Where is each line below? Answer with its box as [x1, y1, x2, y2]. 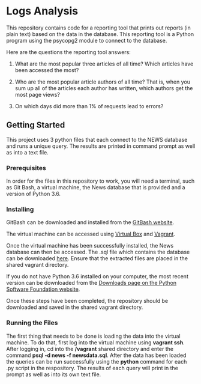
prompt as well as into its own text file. [6, 371, 101, 378]
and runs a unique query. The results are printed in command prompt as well [6, 142, 196, 150]
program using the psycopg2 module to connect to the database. [6, 37, 167, 44]
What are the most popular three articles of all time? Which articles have [14, 60, 194, 67]
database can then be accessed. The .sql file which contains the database [6, 248, 190, 256]
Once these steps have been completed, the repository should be [6, 297, 169, 305]
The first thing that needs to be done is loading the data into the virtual [6, 332, 181, 340]
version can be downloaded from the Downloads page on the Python [6, 279, 177, 287]
